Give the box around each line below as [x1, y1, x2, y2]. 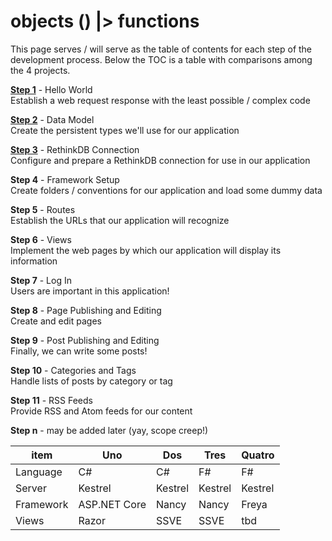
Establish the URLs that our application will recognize [10, 214, 230, 226]
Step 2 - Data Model [10, 113, 95, 125]
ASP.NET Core [78, 497, 147, 511]
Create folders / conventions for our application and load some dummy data [10, 184, 323, 196]
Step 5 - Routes [10, 203, 76, 215]
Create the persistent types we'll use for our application [10, 124, 240, 136]
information [10, 255, 58, 267]
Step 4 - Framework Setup [10, 173, 120, 185]
